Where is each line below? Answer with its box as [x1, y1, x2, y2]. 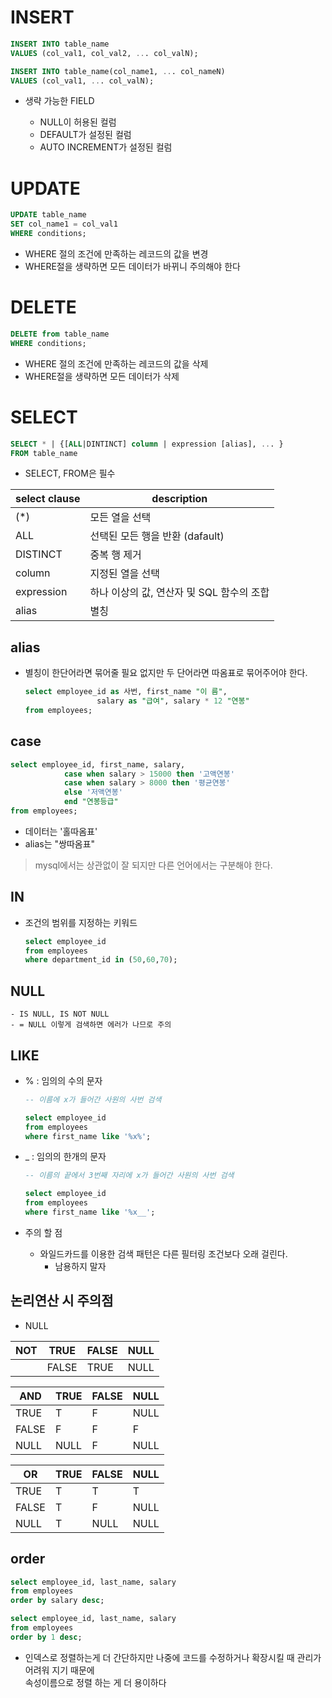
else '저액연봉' [63, 787, 123, 798]
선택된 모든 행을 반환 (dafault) [89, 529, 225, 543]
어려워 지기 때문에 [24, 1664, 95, 1676]
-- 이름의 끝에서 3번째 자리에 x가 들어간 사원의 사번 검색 [24, 1171, 235, 1181]
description [151, 492, 208, 506]
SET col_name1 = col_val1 [10, 219, 118, 230]
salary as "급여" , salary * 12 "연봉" [96, 696, 250, 706]
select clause [15, 492, 81, 506]
